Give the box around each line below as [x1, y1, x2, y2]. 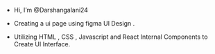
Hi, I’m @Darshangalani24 [13, 6, 89, 14]
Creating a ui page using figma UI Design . [13, 19, 135, 27]
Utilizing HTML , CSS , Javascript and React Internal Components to [13, 33, 208, 41]
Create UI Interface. [13, 40, 71, 48]
